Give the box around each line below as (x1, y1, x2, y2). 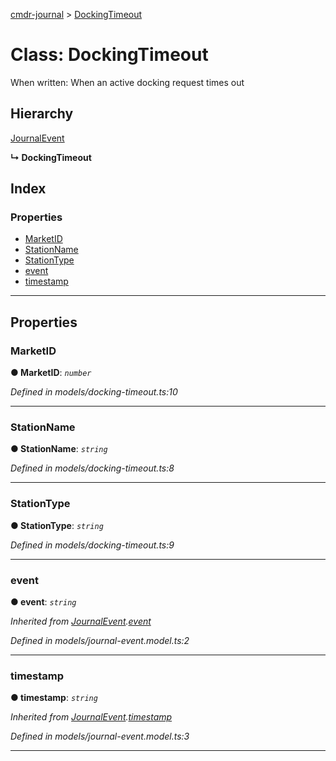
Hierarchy (10, 105, 74, 123)
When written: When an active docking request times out (10, 76, 245, 88)
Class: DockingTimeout (10, 44, 209, 66)
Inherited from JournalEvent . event (10, 615, 152, 628)
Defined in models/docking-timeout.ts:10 (10, 386, 178, 398)
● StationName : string (10, 443, 108, 455)
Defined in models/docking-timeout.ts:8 (10, 462, 175, 474)
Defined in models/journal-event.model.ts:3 (10, 730, 190, 743)
